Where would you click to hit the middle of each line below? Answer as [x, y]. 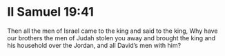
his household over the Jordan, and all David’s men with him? [94, 45]
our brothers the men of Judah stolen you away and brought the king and [111, 38]
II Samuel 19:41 [51, 12]
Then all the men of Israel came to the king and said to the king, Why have [112, 31]
